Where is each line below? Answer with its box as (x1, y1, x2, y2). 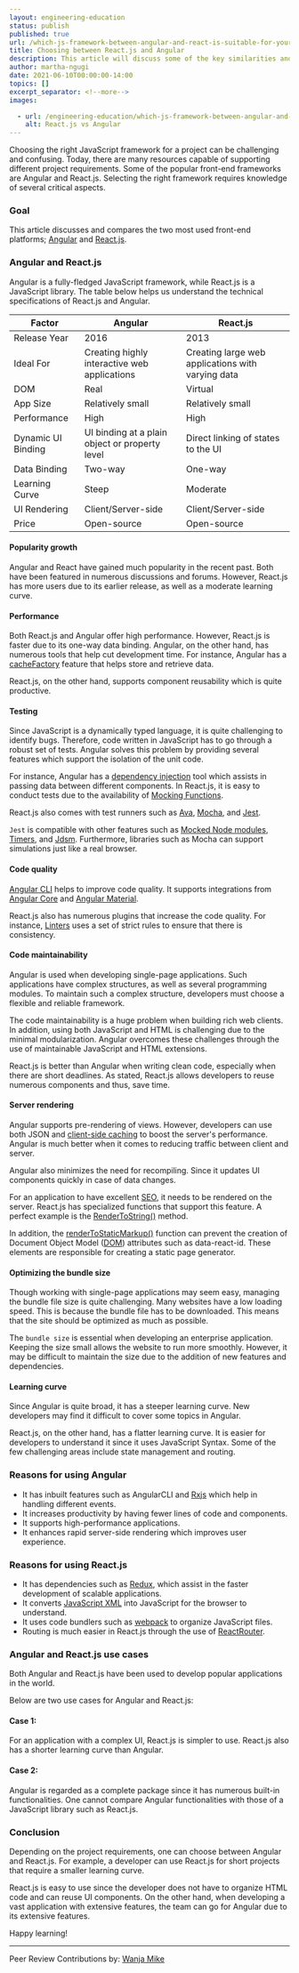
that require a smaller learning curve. (9, 1864, 145, 1875)
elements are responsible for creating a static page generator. (9, 1246, 236, 1257)
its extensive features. (9, 1910, 91, 1921)
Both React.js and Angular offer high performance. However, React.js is (9, 631, 271, 641)
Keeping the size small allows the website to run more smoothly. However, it (9, 1342, 287, 1353)
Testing (9, 705, 38, 716)
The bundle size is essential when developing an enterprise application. (9, 1333, 274, 1343)
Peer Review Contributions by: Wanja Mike (9, 1953, 165, 1964)
